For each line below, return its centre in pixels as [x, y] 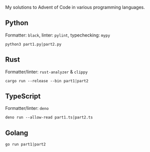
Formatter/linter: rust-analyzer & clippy [46, 72]
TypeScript [23, 97]
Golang [17, 133]
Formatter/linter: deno [27, 108]
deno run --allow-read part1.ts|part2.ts [49, 117]
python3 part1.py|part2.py [33, 44]
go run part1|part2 [26, 144]
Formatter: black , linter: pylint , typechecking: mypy [58, 35]
